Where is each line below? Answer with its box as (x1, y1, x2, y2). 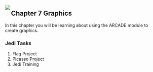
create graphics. (5, 27, 38, 33)
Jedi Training (12, 61, 39, 67)
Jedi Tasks (5, 40, 32, 47)
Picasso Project (12, 56, 44, 62)
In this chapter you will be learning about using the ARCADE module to (5, 22, 149, 28)
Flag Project (12, 51, 37, 57)
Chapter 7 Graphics (11, 9, 73, 18)
